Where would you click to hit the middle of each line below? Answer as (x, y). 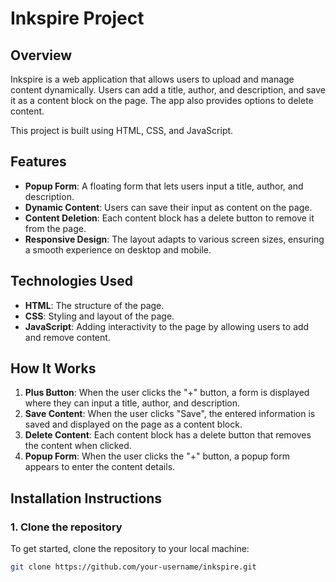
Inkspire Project (77, 18)
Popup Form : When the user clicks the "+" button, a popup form (157, 456)
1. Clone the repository (66, 527)
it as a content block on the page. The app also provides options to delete (162, 100)
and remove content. (67, 337)
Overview (41, 55)
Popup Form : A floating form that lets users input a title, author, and (164, 186)
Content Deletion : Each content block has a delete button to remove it (169, 218)
